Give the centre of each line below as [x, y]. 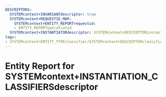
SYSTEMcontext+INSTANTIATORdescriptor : [51, 32]
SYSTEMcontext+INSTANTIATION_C [82, 76]
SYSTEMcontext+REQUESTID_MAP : [41, 19]
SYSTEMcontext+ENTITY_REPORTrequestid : [55, 23]
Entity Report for [40, 66]
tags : [11, 37]
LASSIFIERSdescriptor [52, 87]
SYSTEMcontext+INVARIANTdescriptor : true [53, 14]
